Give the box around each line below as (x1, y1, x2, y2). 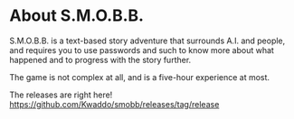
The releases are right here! (9, 89, 113, 100)
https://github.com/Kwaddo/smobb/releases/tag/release (9, 98, 220, 109)
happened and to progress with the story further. (9, 54, 192, 65)
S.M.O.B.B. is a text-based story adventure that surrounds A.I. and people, (9, 35, 286, 46)
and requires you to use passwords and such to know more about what (9, 44, 274, 55)
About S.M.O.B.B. (9, 5, 145, 26)
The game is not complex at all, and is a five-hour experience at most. (9, 71, 270, 82)
